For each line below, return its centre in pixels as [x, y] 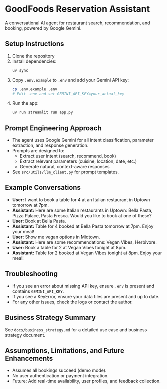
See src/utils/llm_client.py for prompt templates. [66, 172]
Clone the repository [33, 56]
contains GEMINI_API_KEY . [38, 291]
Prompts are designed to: [38, 151]
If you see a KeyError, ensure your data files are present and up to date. [86, 296]
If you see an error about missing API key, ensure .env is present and [83, 286]
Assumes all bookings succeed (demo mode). [59, 370]
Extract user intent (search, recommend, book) [68, 156]
